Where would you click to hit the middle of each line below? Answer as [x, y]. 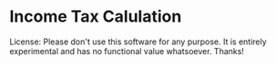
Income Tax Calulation [96, 17]
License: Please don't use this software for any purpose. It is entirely [138, 42]
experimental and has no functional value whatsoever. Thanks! [127, 51]
